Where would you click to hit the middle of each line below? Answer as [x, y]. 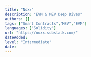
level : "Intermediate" [28, 42]
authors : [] [17, 19]
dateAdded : [16, 38]
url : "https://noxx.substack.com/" [42, 33]
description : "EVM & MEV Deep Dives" [44, 14]
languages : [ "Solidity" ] [30, 28]
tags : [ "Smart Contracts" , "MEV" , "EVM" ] [46, 24]
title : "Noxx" [20, 10]
